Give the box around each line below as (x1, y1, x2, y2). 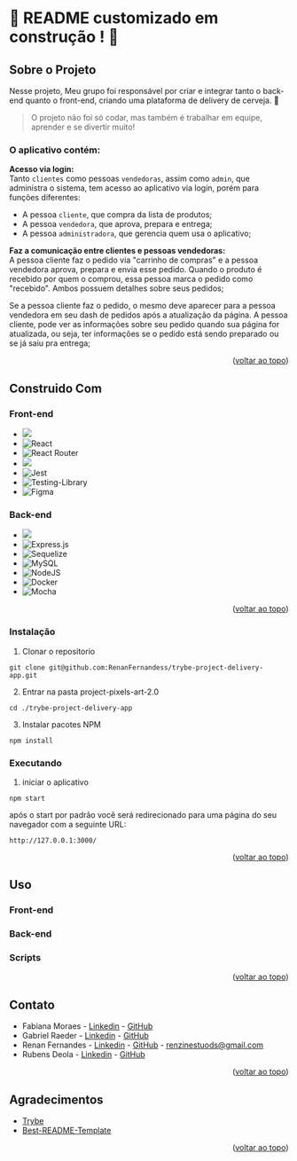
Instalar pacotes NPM (21, 718, 102, 730)
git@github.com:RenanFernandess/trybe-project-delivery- (48, 663, 264, 672)
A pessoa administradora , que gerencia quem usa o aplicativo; (21, 228, 252, 239)
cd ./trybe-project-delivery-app (9, 703, 133, 712)
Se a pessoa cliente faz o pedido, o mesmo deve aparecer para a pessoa (9, 301, 277, 311)
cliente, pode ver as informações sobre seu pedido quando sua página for (9, 319, 280, 330)
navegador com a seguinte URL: (9, 819, 127, 829)
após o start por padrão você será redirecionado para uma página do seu (9, 809, 277, 820)
